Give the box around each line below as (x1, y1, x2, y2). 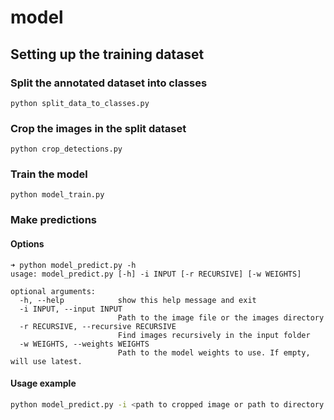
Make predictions (10, 213, 97, 227)
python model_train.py (10, 190, 105, 200)
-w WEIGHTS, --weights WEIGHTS (19, 339, 150, 349)
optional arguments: (10, 286, 97, 296)
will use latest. (10, 356, 83, 366)
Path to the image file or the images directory (117, 312, 325, 323)
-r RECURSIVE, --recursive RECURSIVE (19, 321, 177, 331)
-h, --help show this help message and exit (19, 295, 257, 305)
